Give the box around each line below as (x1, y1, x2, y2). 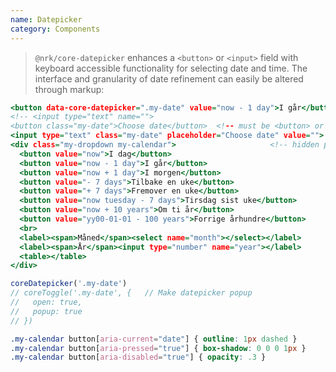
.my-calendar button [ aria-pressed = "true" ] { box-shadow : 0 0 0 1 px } (10, 343, 307, 353)
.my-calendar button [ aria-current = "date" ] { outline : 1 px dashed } (10, 334, 298, 344)
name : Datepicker (10, 14, 83, 25)
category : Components (10, 24, 101, 34)
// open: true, (10, 297, 83, 307)
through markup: (34, 83, 105, 95)
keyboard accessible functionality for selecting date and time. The (34, 62, 308, 74)
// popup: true (10, 306, 83, 316)
